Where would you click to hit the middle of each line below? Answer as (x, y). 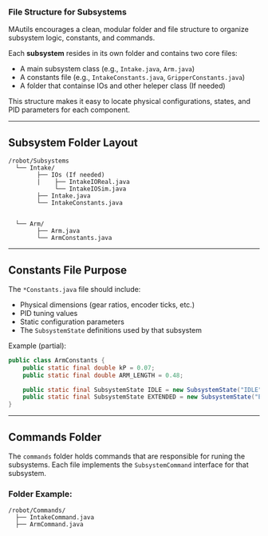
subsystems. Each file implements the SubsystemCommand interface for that (128, 464)
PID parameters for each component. (69, 110)
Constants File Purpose (68, 270)
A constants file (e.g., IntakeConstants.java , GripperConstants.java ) (132, 78)
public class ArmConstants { (57, 360)
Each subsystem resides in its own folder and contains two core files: (123, 54)
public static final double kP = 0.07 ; (89, 368)
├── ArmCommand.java (49, 525)
